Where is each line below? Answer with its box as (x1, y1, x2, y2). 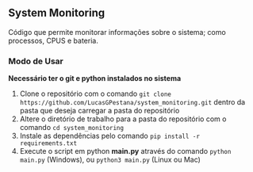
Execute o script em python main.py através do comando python (19, 147, 232, 156)
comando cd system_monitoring (19, 123, 125, 132)
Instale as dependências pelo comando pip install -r (19, 131, 201, 141)
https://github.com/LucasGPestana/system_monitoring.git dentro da (19, 97, 246, 107)
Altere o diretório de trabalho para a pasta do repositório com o (19, 114, 227, 124)
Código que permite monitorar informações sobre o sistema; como (8, 27, 226, 36)
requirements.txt (19, 140, 78, 147)
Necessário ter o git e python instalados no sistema (8, 74, 182, 83)
